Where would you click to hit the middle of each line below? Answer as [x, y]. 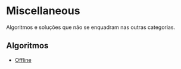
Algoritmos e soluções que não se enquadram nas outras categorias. [91, 27]
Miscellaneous [43, 11]
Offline [23, 60]
